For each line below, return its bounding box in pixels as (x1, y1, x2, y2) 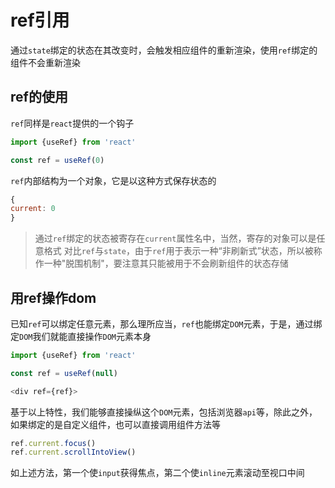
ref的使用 (10, 89, 68, 106)
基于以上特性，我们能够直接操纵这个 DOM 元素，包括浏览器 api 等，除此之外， (10, 406, 318, 418)
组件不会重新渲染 (10, 56, 81, 68)
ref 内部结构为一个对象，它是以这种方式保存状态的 (10, 174, 217, 186)
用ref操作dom (10, 289, 97, 306)
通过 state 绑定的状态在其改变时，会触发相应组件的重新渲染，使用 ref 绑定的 (10, 44, 318, 56)
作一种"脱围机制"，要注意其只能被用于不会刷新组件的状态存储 (34, 257, 289, 270)
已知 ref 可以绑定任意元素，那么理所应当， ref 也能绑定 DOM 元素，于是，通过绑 (10, 317, 323, 330)
